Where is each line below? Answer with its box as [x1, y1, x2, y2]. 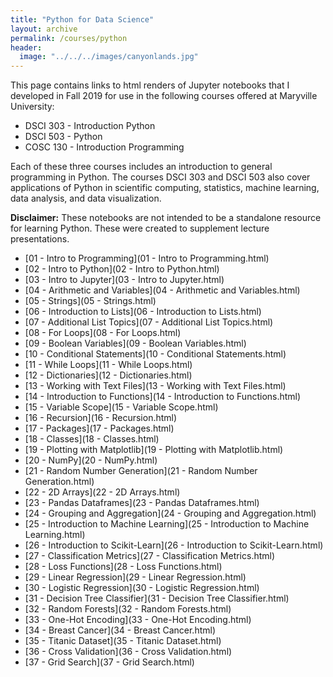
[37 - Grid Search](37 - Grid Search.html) [24, 656, 195, 668]
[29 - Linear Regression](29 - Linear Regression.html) [24, 571, 247, 583]
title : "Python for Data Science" [10, 14, 155, 25]
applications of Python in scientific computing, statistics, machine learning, [10, 182, 320, 194]
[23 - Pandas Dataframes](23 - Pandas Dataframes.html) [24, 497, 260, 509]
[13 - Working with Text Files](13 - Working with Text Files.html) [24, 380, 287, 392]
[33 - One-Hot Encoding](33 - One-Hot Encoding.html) [24, 614, 252, 626]
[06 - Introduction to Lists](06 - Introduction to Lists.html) [24, 306, 262, 318]
